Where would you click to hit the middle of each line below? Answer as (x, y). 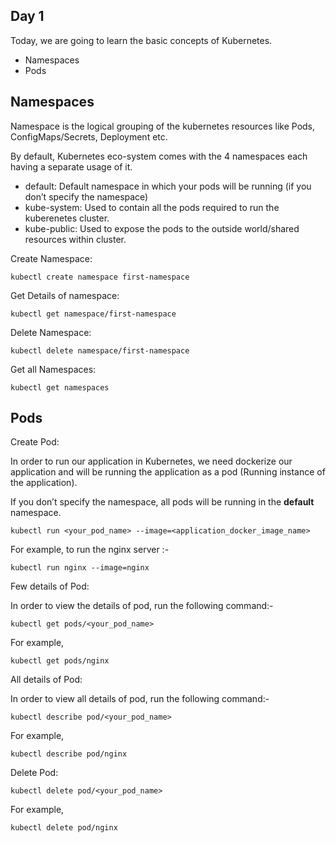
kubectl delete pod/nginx (64, 828)
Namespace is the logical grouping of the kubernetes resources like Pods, (163, 126)
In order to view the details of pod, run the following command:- (142, 606)
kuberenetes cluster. (67, 218)
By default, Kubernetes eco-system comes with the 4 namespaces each (159, 156)
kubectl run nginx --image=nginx (80, 568)
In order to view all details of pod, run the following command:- (140, 699)
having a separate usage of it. (71, 166)
